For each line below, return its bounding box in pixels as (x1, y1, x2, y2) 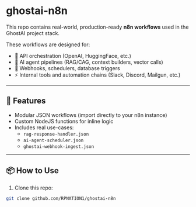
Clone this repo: (14, 184, 53, 191)
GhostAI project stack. (6, 29, 60, 36)
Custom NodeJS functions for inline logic (14, 118, 114, 125)
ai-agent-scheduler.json (23, 137, 84, 143)
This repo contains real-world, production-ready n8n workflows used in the (6, 23, 189, 30)
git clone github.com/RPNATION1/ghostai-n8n (6, 195, 116, 201)
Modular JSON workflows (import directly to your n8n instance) (14, 111, 167, 118)
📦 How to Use (6, 165, 60, 176)
